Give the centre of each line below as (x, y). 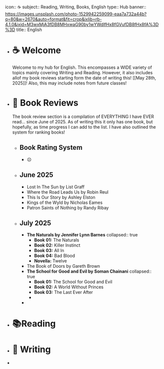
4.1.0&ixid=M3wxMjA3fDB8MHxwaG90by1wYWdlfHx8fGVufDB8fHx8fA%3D (82, 24)
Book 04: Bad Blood (55, 256)
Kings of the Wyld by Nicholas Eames (65, 202)
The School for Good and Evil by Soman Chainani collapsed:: (89, 271)
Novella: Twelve (50, 261)
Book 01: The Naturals (57, 240)
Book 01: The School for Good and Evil (73, 282)
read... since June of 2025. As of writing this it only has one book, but (82, 121)
